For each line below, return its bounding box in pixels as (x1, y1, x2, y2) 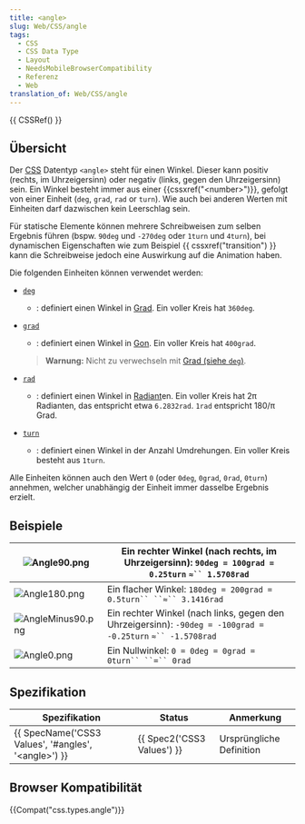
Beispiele (9, 518, 64, 533)
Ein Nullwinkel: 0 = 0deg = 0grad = (107, 644, 256, 657)
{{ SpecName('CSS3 (14, 726, 102, 739)
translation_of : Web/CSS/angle (9, 89, 128, 98)
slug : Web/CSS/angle (9, 22, 88, 31)
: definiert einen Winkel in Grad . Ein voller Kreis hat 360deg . (35, 303, 256, 313)
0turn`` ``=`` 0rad (107, 656, 192, 666)
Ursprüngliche (219, 732, 280, 745)
